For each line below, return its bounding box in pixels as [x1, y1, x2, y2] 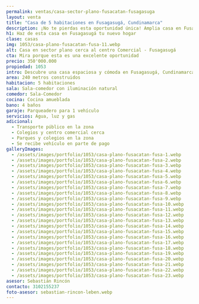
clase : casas [6, 36, 38, 42]
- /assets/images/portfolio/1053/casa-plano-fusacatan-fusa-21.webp [11, 261, 184, 268]
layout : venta [6, 14, 41, 20]
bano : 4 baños [6, 102, 41, 108]
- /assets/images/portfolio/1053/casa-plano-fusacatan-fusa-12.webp [11, 212, 184, 218]
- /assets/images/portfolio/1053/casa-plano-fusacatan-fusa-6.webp [11, 179, 182, 185]
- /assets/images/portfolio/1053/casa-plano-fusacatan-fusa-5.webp [11, 174, 182, 180]
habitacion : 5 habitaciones [6, 80, 76, 86]
